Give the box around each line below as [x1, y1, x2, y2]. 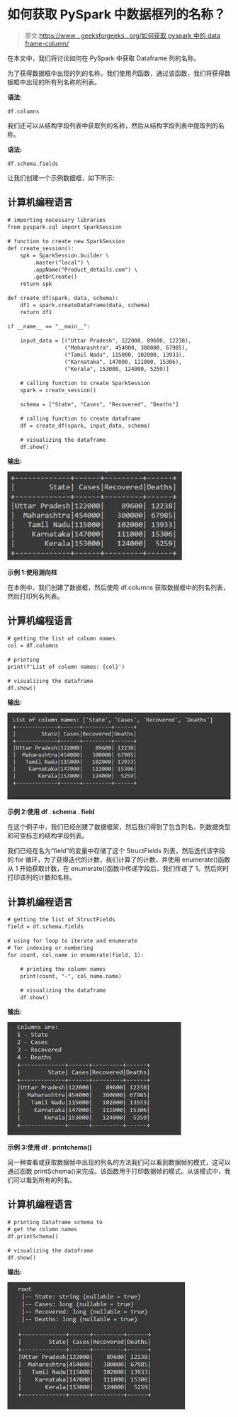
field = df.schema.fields [7, 923, 84, 930]
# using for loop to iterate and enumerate [7, 937, 138, 944]
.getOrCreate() [33, 273, 78, 280]
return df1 [20, 309, 52, 316]
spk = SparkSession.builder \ [20, 252, 110, 259]
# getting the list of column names [7, 635, 115, 642]
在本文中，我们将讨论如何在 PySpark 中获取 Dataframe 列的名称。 [7, 54, 200, 62]
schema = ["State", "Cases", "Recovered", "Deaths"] [20, 401, 179, 408]
